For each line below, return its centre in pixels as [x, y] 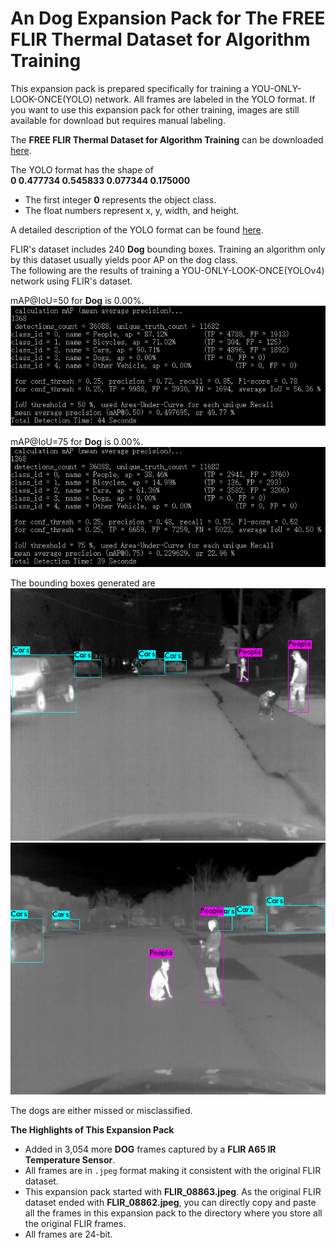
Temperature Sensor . [70, 1159]
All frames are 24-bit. [68, 1234]
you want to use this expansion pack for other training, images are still [155, 109]
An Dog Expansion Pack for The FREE [168, 18]
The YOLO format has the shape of [82, 169]
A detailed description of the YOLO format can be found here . [137, 229]
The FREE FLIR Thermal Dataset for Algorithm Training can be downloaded [167, 139]
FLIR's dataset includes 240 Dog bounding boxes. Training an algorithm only [168, 249]
